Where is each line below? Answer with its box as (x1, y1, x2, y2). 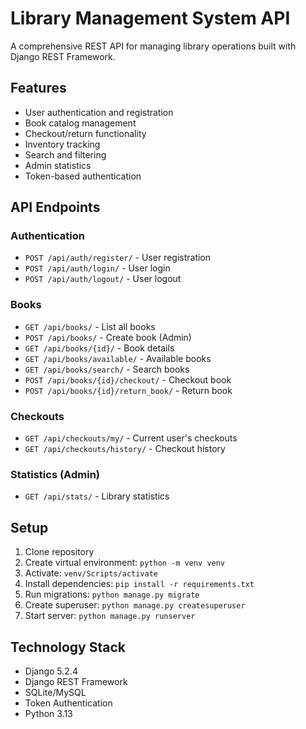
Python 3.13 (24, 707, 73, 719)
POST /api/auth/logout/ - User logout (24, 273, 182, 285)
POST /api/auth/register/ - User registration (24, 252, 212, 264)
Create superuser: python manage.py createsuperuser (24, 599, 246, 611)
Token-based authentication (24, 170, 142, 182)
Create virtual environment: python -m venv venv (24, 557, 226, 569)
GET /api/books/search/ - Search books (24, 363, 190, 375)
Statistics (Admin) (10, 467, 100, 481)
